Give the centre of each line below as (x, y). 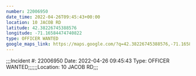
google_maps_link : (28, 44)
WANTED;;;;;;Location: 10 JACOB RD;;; (52, 67)
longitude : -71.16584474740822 (44, 33)
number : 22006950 (27, 11)
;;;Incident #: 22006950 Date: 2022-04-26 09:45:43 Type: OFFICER (88, 61)
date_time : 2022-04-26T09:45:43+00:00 (53, 17)
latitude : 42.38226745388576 (41, 28)
